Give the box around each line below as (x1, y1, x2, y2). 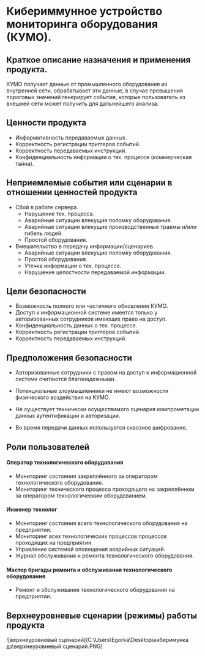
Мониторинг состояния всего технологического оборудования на (15, 520, 188, 527)
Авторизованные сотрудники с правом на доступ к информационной (15, 369, 197, 376)
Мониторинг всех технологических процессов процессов (15, 532, 167, 540)
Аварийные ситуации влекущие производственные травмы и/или (24, 223, 197, 230)
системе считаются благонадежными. (15, 375, 116, 383)
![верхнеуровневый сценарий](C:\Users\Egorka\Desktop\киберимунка (6, 636, 188, 644)
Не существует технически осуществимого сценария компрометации (15, 406, 199, 413)
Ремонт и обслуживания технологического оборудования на (15, 586, 176, 594)
